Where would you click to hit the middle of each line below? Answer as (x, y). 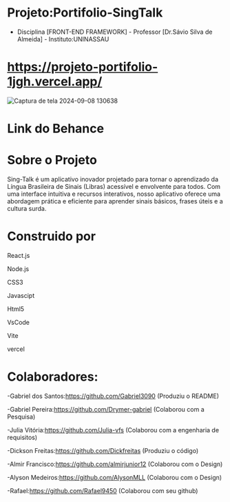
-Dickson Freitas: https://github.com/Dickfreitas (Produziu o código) (103, 450)
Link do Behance (56, 129)
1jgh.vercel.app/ (55, 82)
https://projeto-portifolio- (83, 67)
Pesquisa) (21, 416)
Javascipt (21, 295)
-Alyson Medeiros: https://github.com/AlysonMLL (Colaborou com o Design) (115, 477)
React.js (19, 255)
